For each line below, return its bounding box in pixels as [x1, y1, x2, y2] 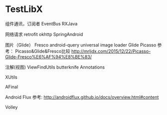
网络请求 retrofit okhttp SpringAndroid [5, 31, 83, 37]
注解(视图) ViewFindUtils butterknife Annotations [5, 64, 105, 70]
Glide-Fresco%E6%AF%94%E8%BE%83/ [5, 53, 92, 59]
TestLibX [5, 3, 43, 15]
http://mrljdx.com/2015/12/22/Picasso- [71, 48, 151, 54]
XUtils [5, 74, 17, 80]
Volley [5, 104, 18, 110]
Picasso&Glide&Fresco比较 [14, 48, 71, 54]
